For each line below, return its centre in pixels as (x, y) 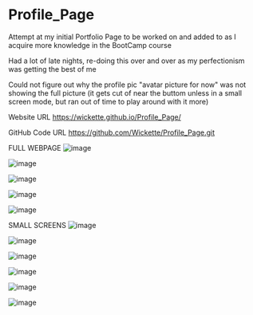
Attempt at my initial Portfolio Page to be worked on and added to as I (123, 37)
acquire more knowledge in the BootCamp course (90, 45)
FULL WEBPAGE (35, 148)
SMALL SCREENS (37, 225)
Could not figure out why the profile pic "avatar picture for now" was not (127, 85)
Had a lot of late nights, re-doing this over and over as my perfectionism (126, 61)
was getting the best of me (53, 69)
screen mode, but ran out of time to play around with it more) (109, 101)
